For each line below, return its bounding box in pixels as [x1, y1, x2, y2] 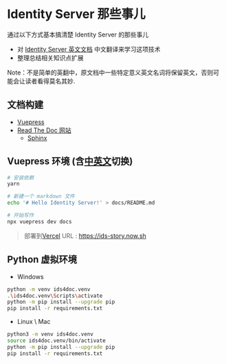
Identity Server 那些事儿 [7, 6, 146, 22]
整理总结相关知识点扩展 [16, 53, 84, 62]
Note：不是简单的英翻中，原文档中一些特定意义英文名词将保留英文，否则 [7, 68, 214, 77]
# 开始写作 [7, 212, 34, 219]
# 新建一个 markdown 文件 [7, 193, 76, 200]
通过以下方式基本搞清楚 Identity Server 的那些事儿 [7, 30, 149, 39]
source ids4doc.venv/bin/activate [7, 337, 106, 344]
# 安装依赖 [7, 174, 34, 181]
